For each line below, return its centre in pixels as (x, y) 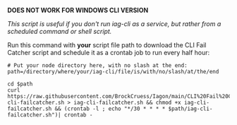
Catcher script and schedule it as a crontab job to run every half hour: (109, 53)
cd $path (20, 84)
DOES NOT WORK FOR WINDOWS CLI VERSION (78, 10)
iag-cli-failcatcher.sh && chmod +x (127, 102)
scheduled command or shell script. (60, 31)
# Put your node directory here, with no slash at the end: (98, 66)
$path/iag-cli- (190, 109)
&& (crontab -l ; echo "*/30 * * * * (110, 109)
